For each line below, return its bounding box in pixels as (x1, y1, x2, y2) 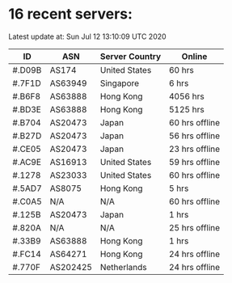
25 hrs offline (168, 222, 221, 233)
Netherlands (99, 261, 147, 272)
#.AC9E (12, 156, 42, 167)
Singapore (99, 78, 140, 89)
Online (181, 50, 208, 61)
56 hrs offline (168, 130, 221, 141)
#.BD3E (12, 103, 42, 115)
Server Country (99, 50, 162, 61)
